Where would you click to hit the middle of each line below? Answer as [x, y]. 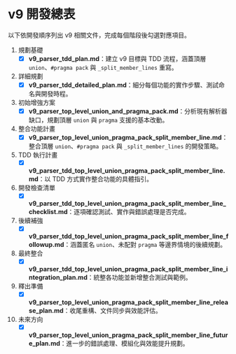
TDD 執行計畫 [38, 155]
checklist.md [48, 212]
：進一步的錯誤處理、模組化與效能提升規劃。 [124, 343]
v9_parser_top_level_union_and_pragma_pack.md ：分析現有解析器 [128, 111]
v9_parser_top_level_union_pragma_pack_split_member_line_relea [128, 302]
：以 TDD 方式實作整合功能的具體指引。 [96, 179]
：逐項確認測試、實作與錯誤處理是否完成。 [129, 212]
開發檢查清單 [36, 188]
